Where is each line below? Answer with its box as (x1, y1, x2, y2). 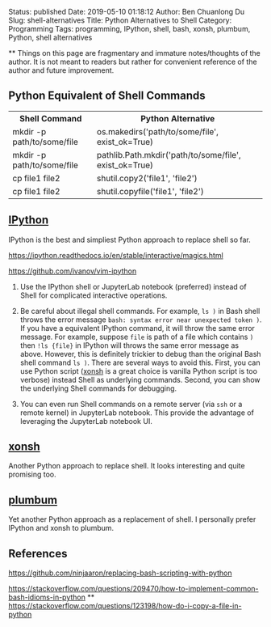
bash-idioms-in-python (8, 592, 86, 602)
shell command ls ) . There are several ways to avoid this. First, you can (19, 358, 261, 367)
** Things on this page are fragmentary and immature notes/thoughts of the (8, 49, 261, 57)
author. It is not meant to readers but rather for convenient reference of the (8, 57, 257, 66)
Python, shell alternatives (8, 32, 93, 42)
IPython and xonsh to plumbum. (8, 523, 115, 533)
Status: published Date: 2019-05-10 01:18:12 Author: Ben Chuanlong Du (8, 7, 244, 16)
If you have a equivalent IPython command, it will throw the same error (19, 323, 256, 333)
